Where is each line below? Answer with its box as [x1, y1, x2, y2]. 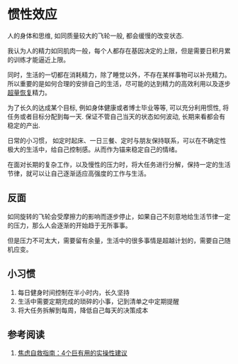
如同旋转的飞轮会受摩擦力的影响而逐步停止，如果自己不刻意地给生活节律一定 [7, 212, 231, 220]
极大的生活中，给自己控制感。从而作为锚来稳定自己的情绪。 [7, 145, 181, 154]
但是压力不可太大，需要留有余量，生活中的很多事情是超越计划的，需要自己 [7, 236, 225, 245]
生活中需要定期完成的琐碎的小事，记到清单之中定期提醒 [17, 296, 179, 306]
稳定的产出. [7, 121, 41, 129]
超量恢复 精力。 [7, 88, 51, 97]
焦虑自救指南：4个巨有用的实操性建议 [17, 349, 127, 358]
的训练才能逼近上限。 [7, 55, 69, 64]
